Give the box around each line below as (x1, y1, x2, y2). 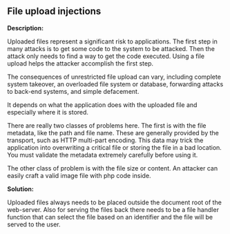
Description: (7, 23, 44, 32)
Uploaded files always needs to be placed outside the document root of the (7, 198, 222, 206)
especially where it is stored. (7, 108, 88, 116)
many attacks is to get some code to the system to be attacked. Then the (7, 44, 215, 52)
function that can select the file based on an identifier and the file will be (7, 213, 213, 221)
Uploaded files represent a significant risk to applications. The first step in (7, 37, 218, 46)
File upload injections (7, 6, 102, 17)
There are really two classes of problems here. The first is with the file (7, 121, 207, 130)
